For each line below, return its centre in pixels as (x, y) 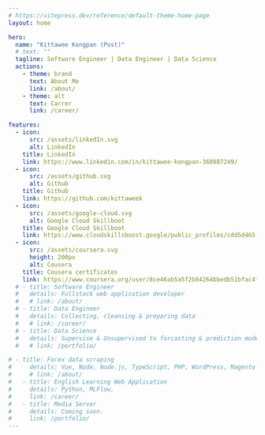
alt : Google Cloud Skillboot (77, 221)
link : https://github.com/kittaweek (83, 199)
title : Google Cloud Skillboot (74, 228)
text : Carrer (50, 104)
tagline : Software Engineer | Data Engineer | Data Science (116, 59)
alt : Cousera (50, 265)
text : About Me (54, 81)
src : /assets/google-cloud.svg (80, 213)
